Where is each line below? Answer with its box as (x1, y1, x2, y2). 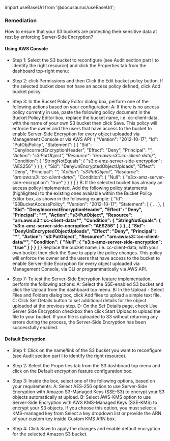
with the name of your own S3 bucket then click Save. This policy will (12, 120, 158, 126)
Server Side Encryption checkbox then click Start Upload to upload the (12, 308, 161, 314)
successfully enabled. (12, 324, 59, 330)
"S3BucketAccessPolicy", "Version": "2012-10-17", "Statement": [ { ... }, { (12, 201, 165, 207)
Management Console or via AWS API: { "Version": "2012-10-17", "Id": (12, 136, 158, 142)
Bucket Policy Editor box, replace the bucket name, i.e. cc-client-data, (12, 114, 159, 121)
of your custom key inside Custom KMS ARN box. (12, 416, 117, 422)
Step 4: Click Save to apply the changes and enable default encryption (12, 425, 161, 431)
